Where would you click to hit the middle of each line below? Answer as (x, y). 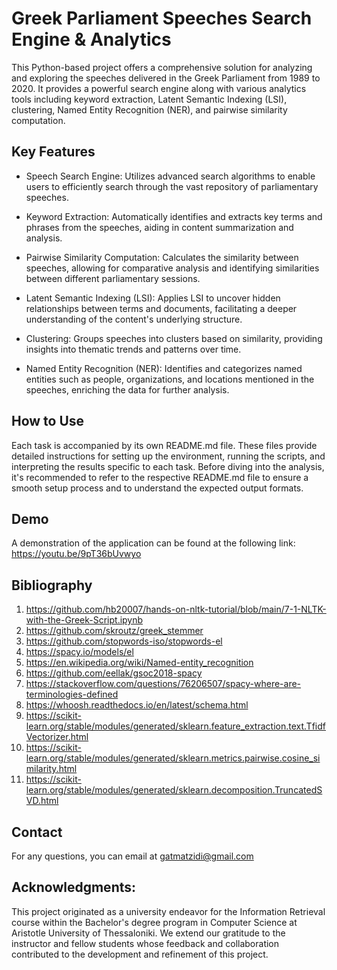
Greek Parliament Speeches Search (162, 18)
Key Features (53, 152)
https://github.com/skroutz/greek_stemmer (114, 631)
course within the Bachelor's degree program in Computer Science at (154, 922)
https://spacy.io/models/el (79, 652)
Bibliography (52, 585)
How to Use (48, 421)
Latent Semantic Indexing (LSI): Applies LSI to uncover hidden (153, 298)
